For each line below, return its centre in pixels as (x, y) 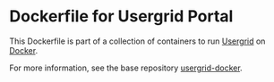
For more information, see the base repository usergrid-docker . (126, 68)
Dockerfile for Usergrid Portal (121, 16)
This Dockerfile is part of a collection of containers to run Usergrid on (137, 41)
